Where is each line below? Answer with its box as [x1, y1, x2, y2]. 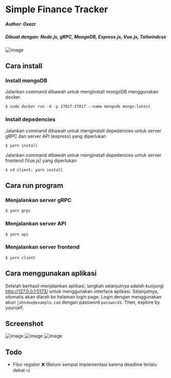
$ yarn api [5, 232, 29, 237]
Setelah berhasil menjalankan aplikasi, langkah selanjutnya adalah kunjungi [5, 283, 164, 289]
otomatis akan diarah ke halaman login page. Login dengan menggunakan [5, 293, 162, 300]
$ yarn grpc [5, 208, 31, 213]
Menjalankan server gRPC [5, 196, 72, 204]
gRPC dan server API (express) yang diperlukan [5, 133, 106, 139]
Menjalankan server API [5, 220, 67, 227]
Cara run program [5, 181, 63, 190]
